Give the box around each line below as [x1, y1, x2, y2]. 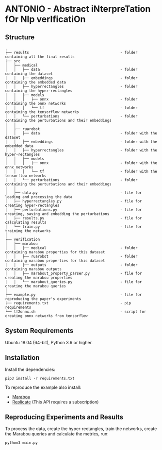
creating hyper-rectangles [5, 203, 60, 208]
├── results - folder [5, 50, 138, 55]
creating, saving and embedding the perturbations [5, 212, 110, 217]
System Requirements [5, 327, 74, 335]
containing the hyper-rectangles [5, 88, 73, 93]
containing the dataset [5, 71, 53, 76]
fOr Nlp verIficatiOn [5, 14, 86, 25]
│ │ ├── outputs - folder [5, 263, 138, 267]
